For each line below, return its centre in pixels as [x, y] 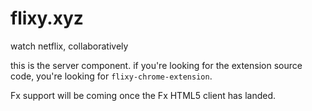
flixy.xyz [47, 18]
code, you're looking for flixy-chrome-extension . [111, 76]
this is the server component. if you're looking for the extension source [156, 65]
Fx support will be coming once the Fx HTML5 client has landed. [143, 95]
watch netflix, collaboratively [69, 46]
